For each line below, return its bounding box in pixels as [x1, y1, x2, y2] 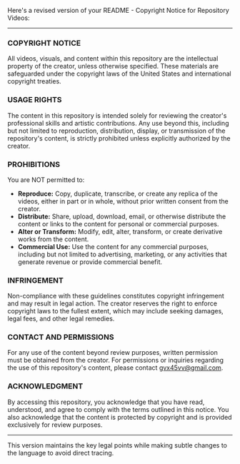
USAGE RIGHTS [7, 95, 62, 105]
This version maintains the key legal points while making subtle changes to [7, 440, 227, 449]
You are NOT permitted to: [7, 175, 85, 184]
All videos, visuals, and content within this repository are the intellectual [7, 54, 219, 63]
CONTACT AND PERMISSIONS [7, 332, 114, 342]
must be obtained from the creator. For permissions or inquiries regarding [7, 356, 224, 365]
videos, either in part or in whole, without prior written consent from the [17, 196, 229, 206]
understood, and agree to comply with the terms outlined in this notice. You [7, 405, 229, 413]
